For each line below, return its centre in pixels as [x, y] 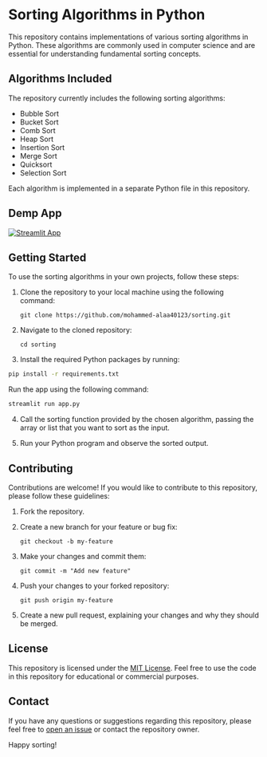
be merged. [39, 623]
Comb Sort [37, 130]
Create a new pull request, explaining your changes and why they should [139, 615]
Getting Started [47, 257]
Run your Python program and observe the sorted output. [114, 444]
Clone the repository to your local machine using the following [122, 292]
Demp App [35, 213]
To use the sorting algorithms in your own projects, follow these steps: [124, 277]
